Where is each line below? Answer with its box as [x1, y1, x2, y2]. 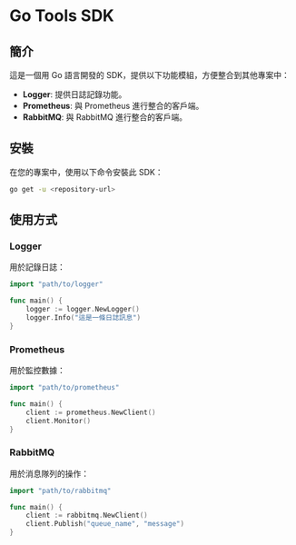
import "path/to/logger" [9, 280, 104, 289]
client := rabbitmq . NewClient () [25, 510, 148, 520]
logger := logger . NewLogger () [25, 305, 141, 314]
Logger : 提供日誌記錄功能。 [22, 89, 127, 100]
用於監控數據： [9, 365, 65, 376]
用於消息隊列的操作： [9, 468, 89, 479]
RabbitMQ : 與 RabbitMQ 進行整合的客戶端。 [22, 112, 188, 123]
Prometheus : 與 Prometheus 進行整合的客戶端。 [22, 101, 204, 111]
